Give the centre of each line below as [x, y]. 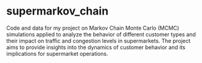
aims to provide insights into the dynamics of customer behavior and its [96, 47]
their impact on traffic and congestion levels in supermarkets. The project [98, 41]
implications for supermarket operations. [57, 53]
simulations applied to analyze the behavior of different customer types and [101, 34]
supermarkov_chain [57, 11]
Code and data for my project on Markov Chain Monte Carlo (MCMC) [93, 28]
